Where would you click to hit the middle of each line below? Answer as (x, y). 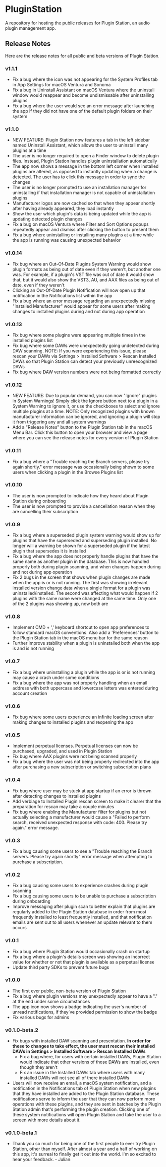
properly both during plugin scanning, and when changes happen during (86, 567)
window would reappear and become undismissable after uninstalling (83, 95)
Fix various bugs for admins (41, 1017)
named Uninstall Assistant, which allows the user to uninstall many (80, 145)
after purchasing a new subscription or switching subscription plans (82, 767)
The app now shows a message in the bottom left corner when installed (85, 166)
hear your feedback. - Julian (41, 1160)
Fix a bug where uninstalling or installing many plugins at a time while (83, 235)
